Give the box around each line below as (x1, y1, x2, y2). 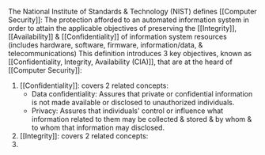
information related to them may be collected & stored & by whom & (31, 115, 252, 123)
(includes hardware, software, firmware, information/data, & (8, 40, 203, 50)
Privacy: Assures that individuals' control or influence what (31, 106, 224, 115)
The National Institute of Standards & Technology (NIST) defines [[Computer (8, 7, 257, 16)
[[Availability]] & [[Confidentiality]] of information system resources (8, 32, 227, 41)
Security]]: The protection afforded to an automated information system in (8, 15, 249, 25)
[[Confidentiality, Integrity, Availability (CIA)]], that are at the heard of (8, 57, 233, 66)
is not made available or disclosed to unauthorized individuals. (31, 98, 235, 107)
